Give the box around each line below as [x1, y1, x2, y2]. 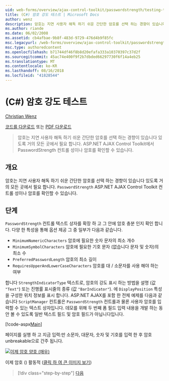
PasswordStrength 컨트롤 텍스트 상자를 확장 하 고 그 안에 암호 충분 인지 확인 [5, 220, 153, 227]
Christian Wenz [5, 113, 37, 119]
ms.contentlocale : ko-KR [5, 63, 57, 69]
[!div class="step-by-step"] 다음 [17, 370, 84, 376]
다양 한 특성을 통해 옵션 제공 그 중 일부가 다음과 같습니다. [12, 227, 123, 233]
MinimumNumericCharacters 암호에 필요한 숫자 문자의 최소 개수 [12, 237, 135, 243]
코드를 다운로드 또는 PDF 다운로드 [5, 123, 72, 130]
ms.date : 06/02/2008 [5, 31, 49, 36]
